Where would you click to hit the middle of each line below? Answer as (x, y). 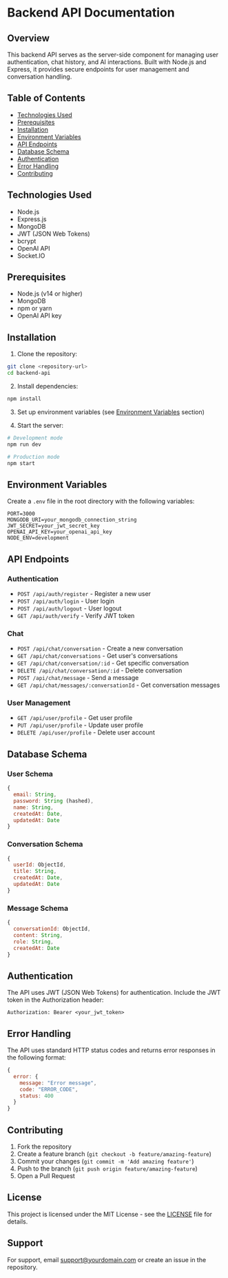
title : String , (35, 872)
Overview (29, 38)
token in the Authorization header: (55, 1000)
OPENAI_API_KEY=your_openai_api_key (60, 532)
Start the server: (40, 425)
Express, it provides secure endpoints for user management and (98, 69)
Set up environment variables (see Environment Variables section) (111, 412)
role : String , (33, 942)
